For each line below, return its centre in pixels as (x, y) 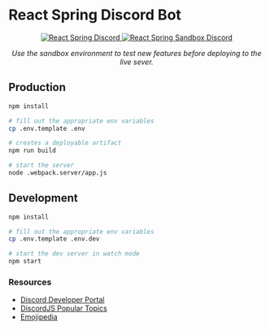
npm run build (33, 151)
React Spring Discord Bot (95, 15)
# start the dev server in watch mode (74, 254)
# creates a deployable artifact (65, 143)
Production (37, 87)
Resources (30, 282)
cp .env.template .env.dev (54, 239)
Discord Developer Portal (62, 300)
